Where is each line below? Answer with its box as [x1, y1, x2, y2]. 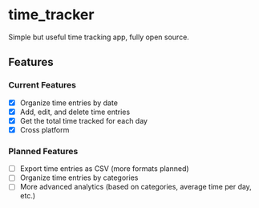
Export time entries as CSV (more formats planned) [19, 164, 190, 173]
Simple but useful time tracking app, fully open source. [8, 32, 190, 42]
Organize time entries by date [19, 98, 119, 108]
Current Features [8, 80, 77, 91]
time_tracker [8, 6, 95, 24]
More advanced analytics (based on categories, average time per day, [19, 182, 253, 192]
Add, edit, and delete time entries [19, 107, 131, 116]
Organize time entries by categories [19, 173, 139, 182]
